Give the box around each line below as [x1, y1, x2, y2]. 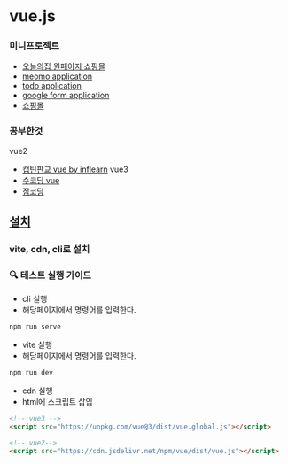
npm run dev [9, 368, 53, 377]
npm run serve [9, 322, 62, 331]
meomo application [21, 71, 93, 81]
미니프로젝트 [9, 40, 60, 52]
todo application [21, 81, 82, 91]
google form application [21, 90, 110, 101]
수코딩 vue [21, 174, 60, 185]
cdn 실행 [21, 385, 53, 396]
